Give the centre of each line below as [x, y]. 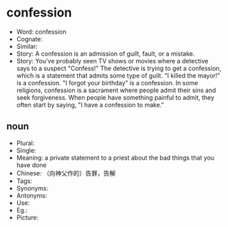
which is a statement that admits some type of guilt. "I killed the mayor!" [118, 75]
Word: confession [41, 32]
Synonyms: [32, 188]
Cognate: [29, 39]
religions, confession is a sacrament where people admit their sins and [116, 90]
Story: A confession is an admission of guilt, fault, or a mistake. [105, 54]
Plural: [25, 143]
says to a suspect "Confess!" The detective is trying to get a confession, [119, 68]
